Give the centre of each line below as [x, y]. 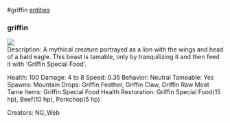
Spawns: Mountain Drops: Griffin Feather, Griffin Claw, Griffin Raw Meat [108, 85]
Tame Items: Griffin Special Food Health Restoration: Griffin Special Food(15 [114, 92]
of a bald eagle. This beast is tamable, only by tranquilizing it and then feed [113, 57]
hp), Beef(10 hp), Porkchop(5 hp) [54, 100]
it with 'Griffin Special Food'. [47, 64]
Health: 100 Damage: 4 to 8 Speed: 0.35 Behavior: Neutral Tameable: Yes [111, 78]
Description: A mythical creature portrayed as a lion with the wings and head [116, 49]
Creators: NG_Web [34, 113]
